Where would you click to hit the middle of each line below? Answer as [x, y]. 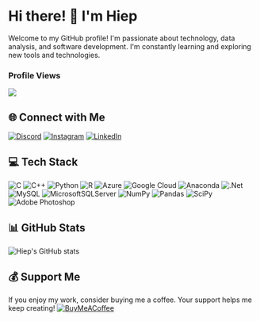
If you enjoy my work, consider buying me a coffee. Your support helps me [130, 300]
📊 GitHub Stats [47, 228]
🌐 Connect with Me [57, 117]
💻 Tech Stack [43, 162]
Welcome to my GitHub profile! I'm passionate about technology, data [122, 38]
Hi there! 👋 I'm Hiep [73, 16]
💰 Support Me [44, 277]
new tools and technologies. [54, 55]
